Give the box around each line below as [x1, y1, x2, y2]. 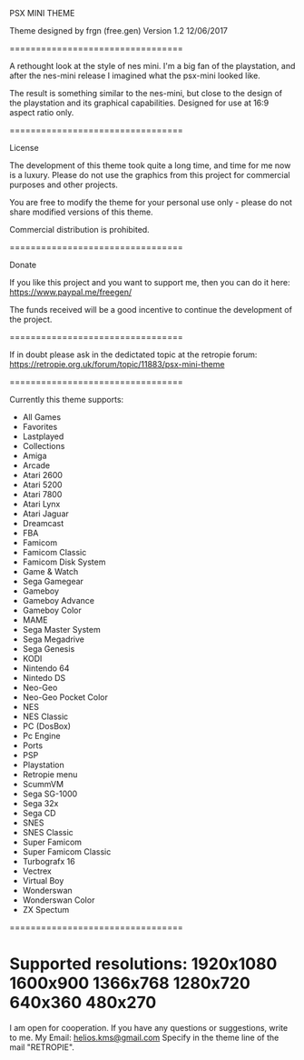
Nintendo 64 [22, 663, 70, 674]
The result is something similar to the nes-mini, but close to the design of [9, 88, 283, 98]
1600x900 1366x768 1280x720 [9, 973, 251, 994]
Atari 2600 [22, 470, 64, 480]
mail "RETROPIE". [9, 1041, 75, 1053]
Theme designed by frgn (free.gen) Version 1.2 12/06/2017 [9, 25, 229, 35]
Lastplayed [22, 431, 64, 442]
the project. [9, 314, 53, 325]
